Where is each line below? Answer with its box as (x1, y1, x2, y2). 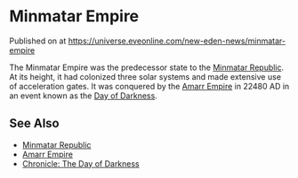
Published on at (9, 35, 67, 46)
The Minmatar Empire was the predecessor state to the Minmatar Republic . (9, 62, 285, 73)
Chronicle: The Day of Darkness (21, 158, 140, 169)
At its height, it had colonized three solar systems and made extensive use (9, 71, 282, 81)
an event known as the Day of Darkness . (9, 90, 157, 101)
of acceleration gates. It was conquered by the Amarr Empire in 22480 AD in (9, 81, 290, 91)
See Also (9, 116, 60, 131)
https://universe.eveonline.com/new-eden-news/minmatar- (68, 35, 286, 46)
